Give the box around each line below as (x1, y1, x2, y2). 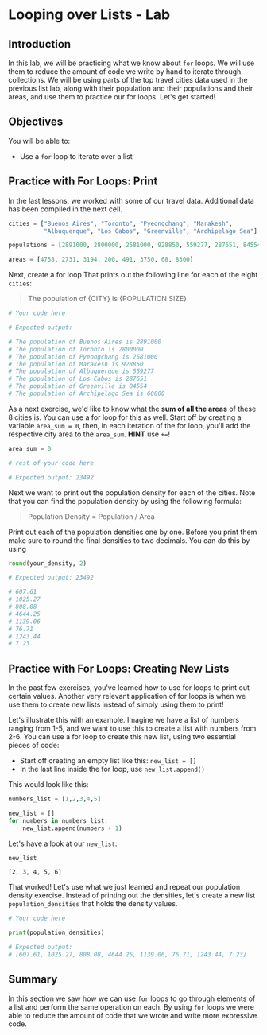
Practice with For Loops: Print (8, 175, 158, 188)
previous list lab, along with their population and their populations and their (8, 83, 253, 93)
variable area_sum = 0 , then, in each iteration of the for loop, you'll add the (8, 421, 251, 430)
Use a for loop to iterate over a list (19, 151, 133, 161)
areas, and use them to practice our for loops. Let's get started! (8, 92, 216, 101)
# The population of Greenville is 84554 (8, 382, 148, 390)
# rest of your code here (8, 459, 94, 467)
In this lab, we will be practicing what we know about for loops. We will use (8, 58, 255, 68)
